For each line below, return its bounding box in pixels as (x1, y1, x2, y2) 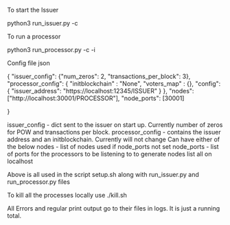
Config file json (7, 59, 50, 67)
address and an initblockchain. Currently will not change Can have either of (7, 135, 220, 143)
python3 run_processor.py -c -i (7, 46, 96, 54)
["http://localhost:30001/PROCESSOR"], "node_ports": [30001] (7, 94, 185, 102)
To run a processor (7, 32, 61, 40)
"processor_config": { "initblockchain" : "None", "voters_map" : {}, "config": (7, 80, 221, 88)
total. (7, 212, 22, 220)
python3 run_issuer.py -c (7, 19, 78, 27)
